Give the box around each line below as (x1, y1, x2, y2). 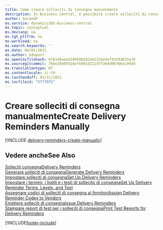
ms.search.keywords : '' (5, 43, 53, 48)
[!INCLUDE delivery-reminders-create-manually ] (5, 137, 102, 143)
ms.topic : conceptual (5, 25, 49, 30)
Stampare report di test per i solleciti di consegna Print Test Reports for (5, 205, 147, 212)
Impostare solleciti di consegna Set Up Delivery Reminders (5, 175, 121, 180)
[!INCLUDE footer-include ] (5, 220, 57, 226)
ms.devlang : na (5, 30, 36, 35)
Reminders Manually (5, 121, 90, 132)
